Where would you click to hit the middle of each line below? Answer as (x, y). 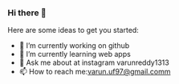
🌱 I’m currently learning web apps (75, 54)
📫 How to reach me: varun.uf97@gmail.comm (95, 72)
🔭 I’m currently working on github (74, 46)
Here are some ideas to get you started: (73, 30)
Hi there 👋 (27, 13)
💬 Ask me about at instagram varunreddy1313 (94, 62)
